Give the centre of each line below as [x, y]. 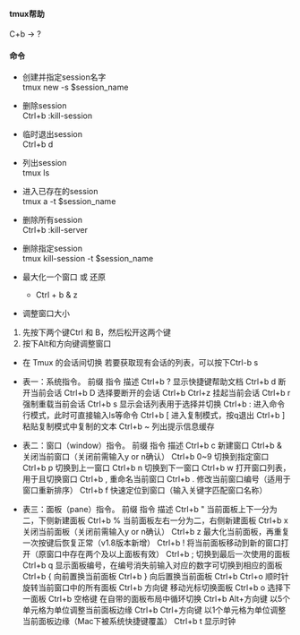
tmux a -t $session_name [69, 202]
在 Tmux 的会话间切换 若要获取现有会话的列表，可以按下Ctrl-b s [140, 363]
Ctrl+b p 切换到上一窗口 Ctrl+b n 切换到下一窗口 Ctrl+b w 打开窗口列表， [156, 468]
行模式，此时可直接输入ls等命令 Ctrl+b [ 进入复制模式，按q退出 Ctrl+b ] [154, 416]
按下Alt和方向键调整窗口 [67, 344]
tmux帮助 [27, 13]
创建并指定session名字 [64, 77]
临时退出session [52, 134]
